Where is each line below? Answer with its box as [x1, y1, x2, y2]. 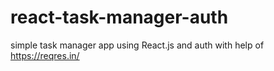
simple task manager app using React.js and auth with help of [10, 39, 265, 51]
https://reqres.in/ [10, 49, 80, 61]
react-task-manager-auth [10, 6, 229, 29]
